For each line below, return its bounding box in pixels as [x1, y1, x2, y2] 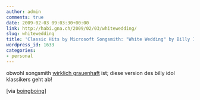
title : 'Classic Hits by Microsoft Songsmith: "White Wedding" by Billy [6, 36, 190, 42]
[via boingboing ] [6, 87, 46, 94]
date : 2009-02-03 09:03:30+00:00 [6, 20, 89, 26]
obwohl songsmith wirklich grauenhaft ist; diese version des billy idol [6, 69, 176, 76]
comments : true [6, 14, 44, 20]
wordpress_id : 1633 [6, 42, 55, 48]
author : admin [6, 8, 42, 15]
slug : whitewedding [6, 31, 55, 37]
